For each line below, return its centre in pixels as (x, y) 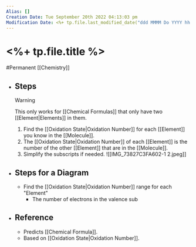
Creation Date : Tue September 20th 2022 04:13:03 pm (72, 17)
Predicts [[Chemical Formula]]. (60, 232)
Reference (34, 218)
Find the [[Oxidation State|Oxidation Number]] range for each (97, 187)
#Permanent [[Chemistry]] (38, 67)
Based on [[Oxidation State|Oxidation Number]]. (81, 238)
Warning (25, 100)
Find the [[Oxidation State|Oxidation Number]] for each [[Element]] (104, 129)
